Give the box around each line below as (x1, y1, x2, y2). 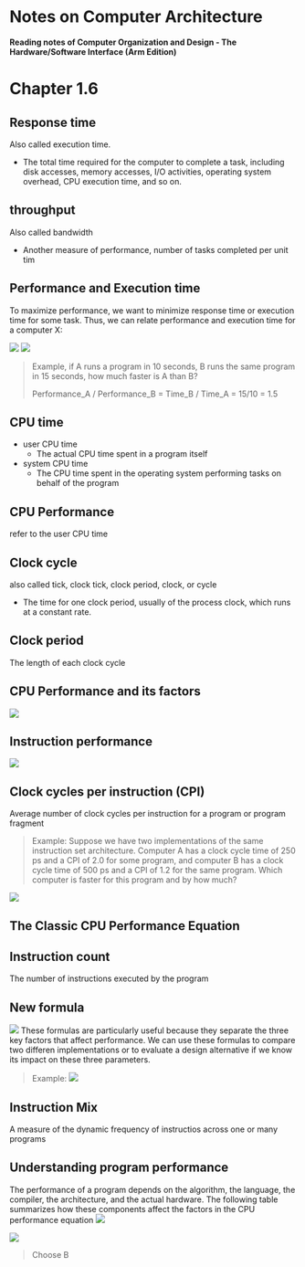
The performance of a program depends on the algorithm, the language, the (9, 1184, 296, 1195)
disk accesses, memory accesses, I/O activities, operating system (22, 166, 272, 177)
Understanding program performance (9, 1160, 229, 1176)
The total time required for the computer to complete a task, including (22, 156, 285, 167)
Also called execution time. (9, 139, 111, 150)
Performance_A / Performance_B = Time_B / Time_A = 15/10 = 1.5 (31, 388, 279, 399)
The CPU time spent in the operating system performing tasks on (36, 468, 281, 479)
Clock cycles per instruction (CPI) (9, 784, 205, 799)
